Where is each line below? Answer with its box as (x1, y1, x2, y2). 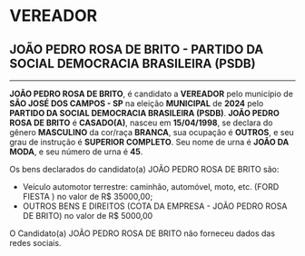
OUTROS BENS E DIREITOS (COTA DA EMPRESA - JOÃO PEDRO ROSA (22, 201, 288, 212)
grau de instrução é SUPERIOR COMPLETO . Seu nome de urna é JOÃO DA (9, 137, 290, 147)
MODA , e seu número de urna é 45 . (9, 146, 143, 157)
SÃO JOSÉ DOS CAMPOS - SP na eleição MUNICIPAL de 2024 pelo (9, 98, 264, 109)
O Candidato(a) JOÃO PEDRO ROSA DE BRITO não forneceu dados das (9, 228, 275, 239)
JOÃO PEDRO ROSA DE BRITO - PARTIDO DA (9, 42, 264, 57)
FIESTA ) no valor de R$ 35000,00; (22, 192, 153, 202)
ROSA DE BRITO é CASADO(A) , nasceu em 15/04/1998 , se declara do (9, 117, 273, 128)
